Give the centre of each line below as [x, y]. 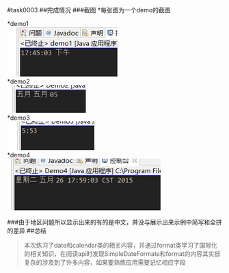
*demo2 [18, 81]
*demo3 [19, 118]
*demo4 [19, 155]
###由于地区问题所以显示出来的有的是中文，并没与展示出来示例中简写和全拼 [114, 222]
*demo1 [18, 24]
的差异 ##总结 [27, 231]
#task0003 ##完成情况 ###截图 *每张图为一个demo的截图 [89, 10]
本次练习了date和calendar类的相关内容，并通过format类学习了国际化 [120, 245]
